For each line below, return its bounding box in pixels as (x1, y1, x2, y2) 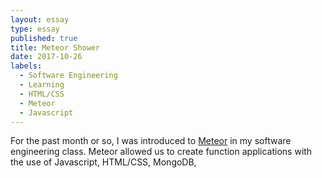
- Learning (19, 80, 65, 90)
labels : (10, 61, 43, 71)
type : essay (10, 24, 60, 34)
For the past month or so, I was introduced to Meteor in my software (10, 135, 292, 147)
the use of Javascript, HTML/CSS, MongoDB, (10, 156, 197, 168)
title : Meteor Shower (10, 42, 101, 53)
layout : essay (10, 14, 70, 25)
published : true (10, 33, 78, 43)
